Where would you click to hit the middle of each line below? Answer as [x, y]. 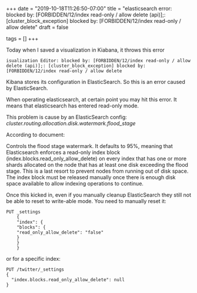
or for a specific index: [33, 259]
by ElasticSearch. [27, 88]
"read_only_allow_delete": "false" [60, 233]
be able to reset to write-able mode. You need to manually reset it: [86, 201]
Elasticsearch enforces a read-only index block [63, 152]
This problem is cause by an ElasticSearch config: [67, 117]
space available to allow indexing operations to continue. [75, 183]
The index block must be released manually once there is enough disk [91, 177]
